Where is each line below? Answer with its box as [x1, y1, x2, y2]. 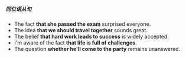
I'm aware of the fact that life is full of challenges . [14, 39, 137, 46]
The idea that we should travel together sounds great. [14, 26, 148, 33]
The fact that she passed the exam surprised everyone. [14, 21, 151, 28]
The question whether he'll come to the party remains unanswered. [14, 45, 181, 52]
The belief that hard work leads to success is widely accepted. [14, 33, 169, 40]
